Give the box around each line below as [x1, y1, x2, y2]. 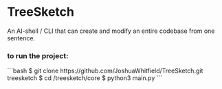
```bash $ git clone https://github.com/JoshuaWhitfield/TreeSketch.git [7, 66, 203, 75]
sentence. [7, 34, 36, 42]
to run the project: [7, 51, 69, 60]
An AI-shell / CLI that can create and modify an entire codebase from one [7, 27, 215, 35]
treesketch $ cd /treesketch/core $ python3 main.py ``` [7, 74, 163, 82]
